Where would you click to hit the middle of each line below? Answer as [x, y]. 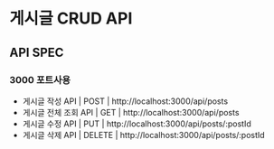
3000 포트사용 [40, 79]
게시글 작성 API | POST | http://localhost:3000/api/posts [125, 101]
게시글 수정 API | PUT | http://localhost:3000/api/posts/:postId [137, 124]
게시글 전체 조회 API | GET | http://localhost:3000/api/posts [131, 112]
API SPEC [37, 52]
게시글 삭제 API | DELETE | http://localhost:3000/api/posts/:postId [143, 135]
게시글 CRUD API [71, 19]
